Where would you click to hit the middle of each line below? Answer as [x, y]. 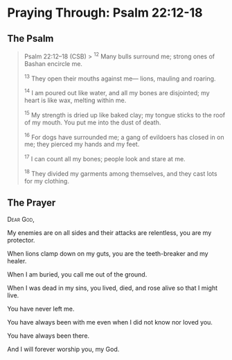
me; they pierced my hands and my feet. [82, 145]
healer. [17, 261]
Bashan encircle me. [53, 63]
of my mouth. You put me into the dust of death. [92, 122]
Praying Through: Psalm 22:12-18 [105, 13]
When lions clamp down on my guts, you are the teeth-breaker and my [108, 254]
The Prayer [32, 203]
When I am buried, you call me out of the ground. [77, 275]
